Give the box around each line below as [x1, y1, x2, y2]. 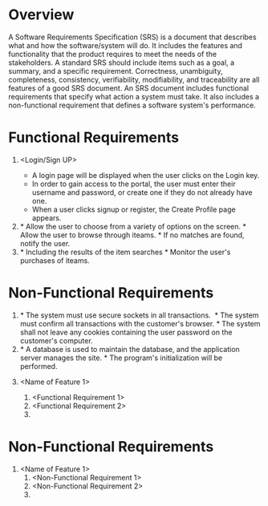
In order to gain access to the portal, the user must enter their [31, 179, 236, 188]
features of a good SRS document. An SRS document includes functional [8, 83, 250, 93]
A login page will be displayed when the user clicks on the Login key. [31, 170, 260, 180]
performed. [19, 361, 58, 370]
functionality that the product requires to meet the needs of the [8, 49, 217, 59]
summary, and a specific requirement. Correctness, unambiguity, [8, 66, 223, 75]
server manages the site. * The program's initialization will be [19, 353, 223, 362]
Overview [8, 6, 75, 24]
